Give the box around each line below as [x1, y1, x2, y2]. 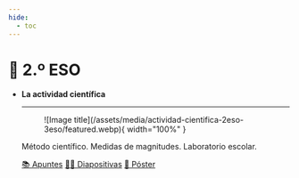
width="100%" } [127, 124, 187, 134]
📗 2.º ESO [8, 60, 81, 80]
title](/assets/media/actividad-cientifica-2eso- [73, 115, 245, 125]
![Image [43, 115, 72, 125]
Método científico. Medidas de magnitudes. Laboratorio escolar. [21, 142, 258, 152]
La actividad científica [21, 89, 106, 100]
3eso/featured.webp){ [43, 124, 126, 134]
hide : [8, 12, 29, 22]
